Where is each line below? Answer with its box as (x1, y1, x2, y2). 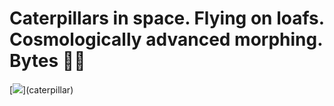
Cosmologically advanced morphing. (9, 28, 323, 51)
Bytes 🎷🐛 (9, 50, 86, 72)
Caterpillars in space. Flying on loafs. (9, 7, 325, 30)
